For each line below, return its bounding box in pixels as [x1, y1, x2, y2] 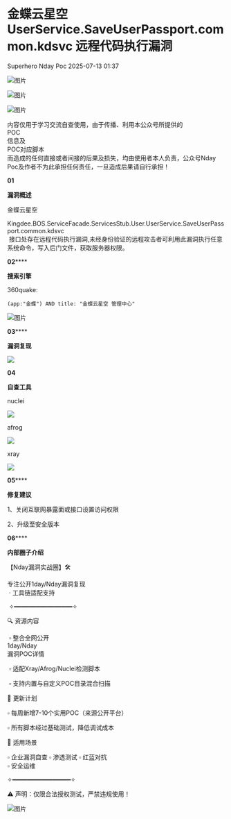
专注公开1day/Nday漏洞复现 [7, 580, 86, 588]
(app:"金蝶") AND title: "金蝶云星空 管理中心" [7, 300, 136, 307]
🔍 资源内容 [7, 616, 39, 625]
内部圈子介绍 [7, 548, 44, 556]
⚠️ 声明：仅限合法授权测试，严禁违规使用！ [7, 789, 131, 798]
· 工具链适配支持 [8, 588, 55, 597]
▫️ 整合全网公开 [8, 633, 50, 642]
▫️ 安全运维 [7, 761, 36, 770]
